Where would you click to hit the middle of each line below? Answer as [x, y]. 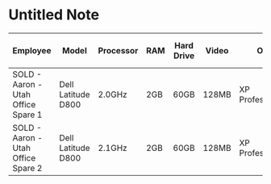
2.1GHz [113, 148]
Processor [118, 50]
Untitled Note [54, 15]
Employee [32, 50]
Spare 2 [27, 168]
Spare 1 [27, 115]
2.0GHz [113, 94]
